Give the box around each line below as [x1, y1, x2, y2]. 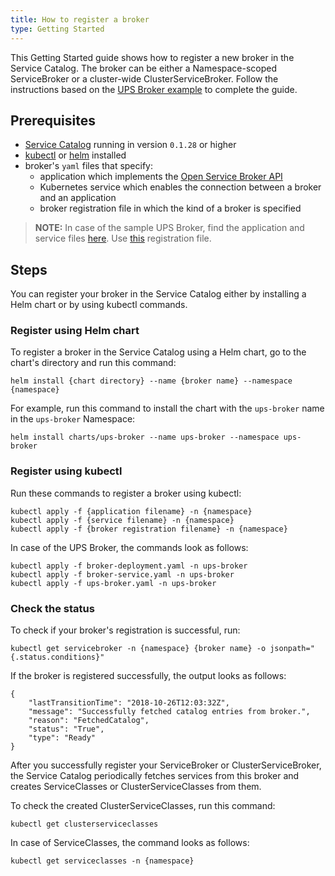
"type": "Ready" [28, 733, 97, 743]
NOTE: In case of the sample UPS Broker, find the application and [34, 222, 305, 234]
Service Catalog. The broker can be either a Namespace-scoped [10, 62, 278, 74]
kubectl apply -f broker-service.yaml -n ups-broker [10, 569, 235, 580]
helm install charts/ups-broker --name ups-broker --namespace [10, 432, 280, 443]
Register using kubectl [10, 464, 123, 478]
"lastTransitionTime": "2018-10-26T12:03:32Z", [28, 698, 230, 708]
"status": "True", [28, 724, 105, 735]
